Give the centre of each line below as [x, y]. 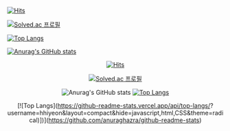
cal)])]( [39, 120]
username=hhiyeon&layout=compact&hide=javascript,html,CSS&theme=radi [115, 113]
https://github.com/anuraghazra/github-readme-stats [124, 120]
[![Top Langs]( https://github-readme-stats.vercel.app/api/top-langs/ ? [115, 105]
